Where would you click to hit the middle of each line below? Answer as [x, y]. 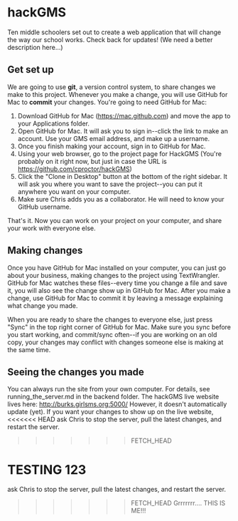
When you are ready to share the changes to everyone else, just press [110, 319]
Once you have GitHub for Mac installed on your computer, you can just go [117, 267]
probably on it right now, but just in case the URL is [92, 161]
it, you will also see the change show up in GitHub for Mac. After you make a [119, 290]
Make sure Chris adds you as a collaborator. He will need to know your [121, 199]
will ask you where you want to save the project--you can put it [110, 184]
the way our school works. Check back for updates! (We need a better [110, 39]
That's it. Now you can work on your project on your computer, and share [115, 220]
